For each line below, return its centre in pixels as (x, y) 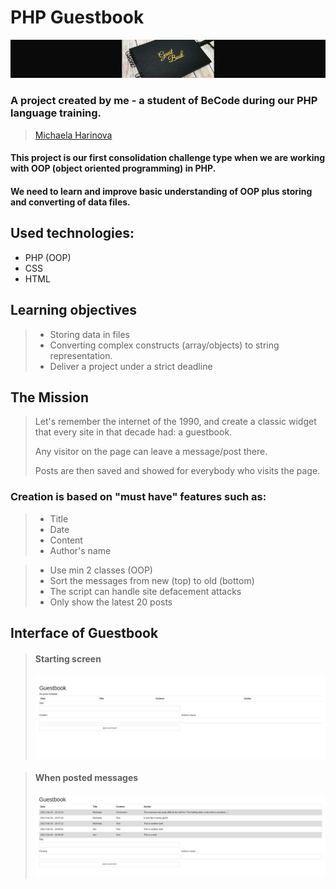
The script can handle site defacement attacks (145, 591)
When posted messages (86, 778)
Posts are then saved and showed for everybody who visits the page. (177, 471)
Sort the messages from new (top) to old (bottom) (152, 580)
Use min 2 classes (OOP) (101, 570)
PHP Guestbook (77, 17)
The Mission (49, 397)
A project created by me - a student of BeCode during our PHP (164, 101)
